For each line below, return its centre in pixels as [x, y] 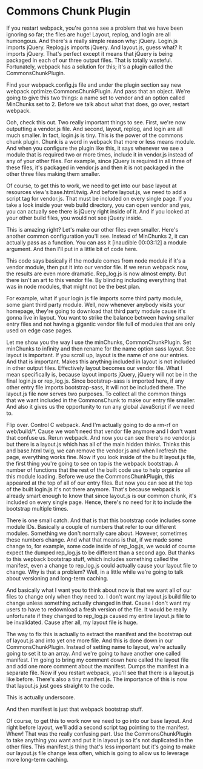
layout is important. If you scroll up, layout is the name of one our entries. [98, 355]
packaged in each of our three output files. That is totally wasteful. [89, 60]
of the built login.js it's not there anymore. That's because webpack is [93, 489]
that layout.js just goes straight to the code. [60, 685]
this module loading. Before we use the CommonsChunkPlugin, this [90, 476]
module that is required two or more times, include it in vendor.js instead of [100, 154]
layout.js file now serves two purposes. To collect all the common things [96, 394]
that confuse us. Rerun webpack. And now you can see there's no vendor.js [101, 437]
